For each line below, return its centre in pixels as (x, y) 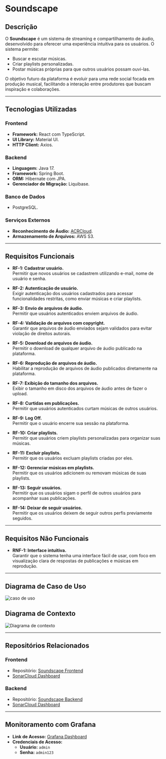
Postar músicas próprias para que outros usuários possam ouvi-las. (81, 69)
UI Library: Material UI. (36, 139)
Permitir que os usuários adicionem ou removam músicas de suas (79, 473)
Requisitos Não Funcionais (47, 538)
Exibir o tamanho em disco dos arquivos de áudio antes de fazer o (80, 388)
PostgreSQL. (25, 207)
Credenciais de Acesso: (37, 742)
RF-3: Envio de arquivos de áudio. (48, 308)
